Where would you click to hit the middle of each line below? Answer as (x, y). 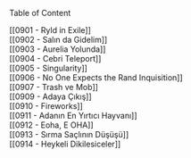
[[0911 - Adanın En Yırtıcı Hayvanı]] (73, 116)
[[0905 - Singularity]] (48, 68)
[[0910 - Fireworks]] (46, 106)
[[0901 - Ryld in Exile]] (50, 30)
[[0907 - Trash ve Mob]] (54, 87)
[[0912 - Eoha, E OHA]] (51, 125)
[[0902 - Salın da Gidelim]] (58, 40)
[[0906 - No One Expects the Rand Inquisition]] (96, 78)
